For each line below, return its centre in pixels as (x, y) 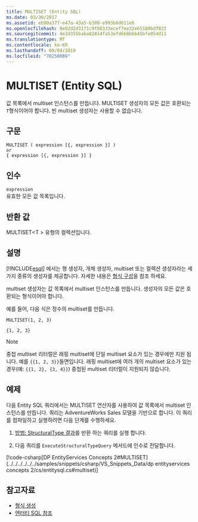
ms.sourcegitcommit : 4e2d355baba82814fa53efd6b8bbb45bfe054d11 (86, 34)
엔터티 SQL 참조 (33, 513)
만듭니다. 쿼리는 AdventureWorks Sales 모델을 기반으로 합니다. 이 (104, 412)
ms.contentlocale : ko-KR (37, 45)
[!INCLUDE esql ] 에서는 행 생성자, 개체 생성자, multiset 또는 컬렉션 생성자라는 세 (99, 268)
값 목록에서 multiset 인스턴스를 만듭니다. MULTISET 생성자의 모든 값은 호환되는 (99, 103)
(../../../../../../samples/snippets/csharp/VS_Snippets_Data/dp (80, 463)
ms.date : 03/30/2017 (32, 17)
